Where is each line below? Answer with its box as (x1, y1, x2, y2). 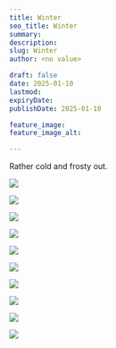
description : (9, 38, 58, 47)
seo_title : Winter (9, 21, 78, 30)
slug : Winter (9, 47, 58, 55)
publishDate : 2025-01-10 (9, 104, 102, 113)
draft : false (9, 71, 58, 81)
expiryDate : (9, 96, 54, 105)
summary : (9, 30, 42, 38)
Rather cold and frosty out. (9, 161, 108, 172)
